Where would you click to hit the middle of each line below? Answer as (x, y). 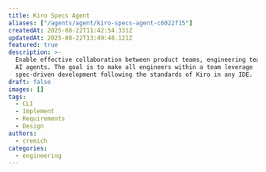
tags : (17, 97)
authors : (23, 133)
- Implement (35, 112)
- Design (30, 126)
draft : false (30, 82)
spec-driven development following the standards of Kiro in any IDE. (134, 75)
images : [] (26, 89)
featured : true (33, 45)
